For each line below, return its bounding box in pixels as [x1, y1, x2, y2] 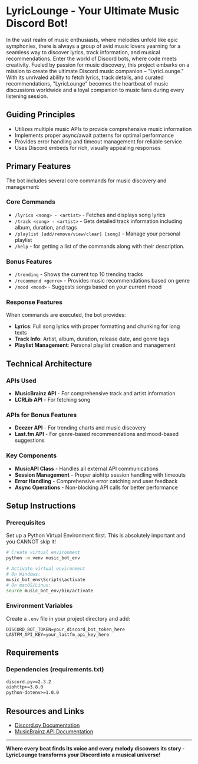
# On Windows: [6, 571, 41, 578]
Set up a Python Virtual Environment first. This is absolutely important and [6, 532, 186, 539]
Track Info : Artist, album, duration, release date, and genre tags [14, 335, 170, 343]
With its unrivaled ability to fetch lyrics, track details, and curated [6, 74, 164, 81]
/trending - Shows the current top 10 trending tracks [14, 271, 143, 278]
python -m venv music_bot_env [6, 555, 81, 561]
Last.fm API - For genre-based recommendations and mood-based [14, 431, 179, 438]
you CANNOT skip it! [6, 538, 57, 545]
